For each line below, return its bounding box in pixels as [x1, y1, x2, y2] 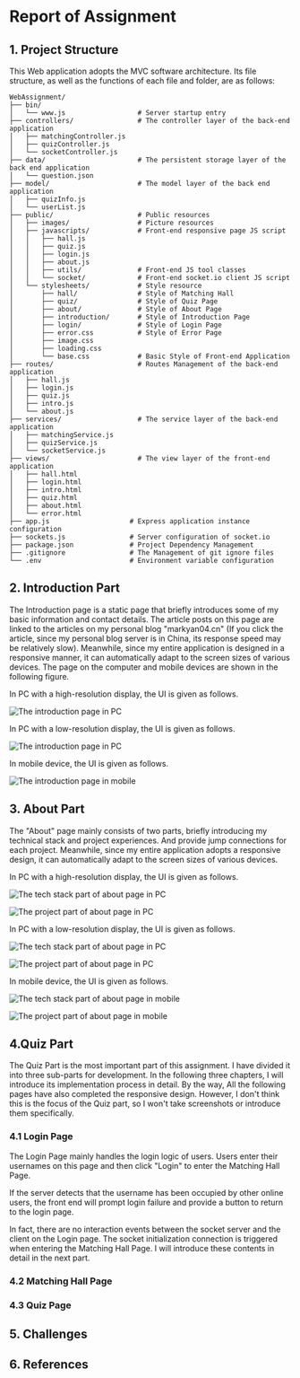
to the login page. [9, 1206, 74, 1217]
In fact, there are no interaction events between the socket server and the [9, 1224, 281, 1234]
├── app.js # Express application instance [9, 517, 251, 526]
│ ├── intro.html [9, 486, 82, 495]
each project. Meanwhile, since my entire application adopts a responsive [9, 844, 281, 855]
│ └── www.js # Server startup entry [9, 109, 227, 118]
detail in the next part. [9, 1252, 90, 1263]
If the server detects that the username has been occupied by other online [9, 1187, 284, 1198]
